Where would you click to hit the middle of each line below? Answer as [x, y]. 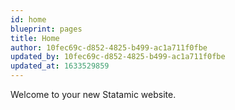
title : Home [35, 38]
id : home [28, 19]
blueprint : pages [46, 29]
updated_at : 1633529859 [60, 66]
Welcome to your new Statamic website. [93, 94]
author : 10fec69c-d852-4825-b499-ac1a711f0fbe [109, 47]
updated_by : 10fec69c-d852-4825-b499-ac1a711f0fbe [118, 57]
